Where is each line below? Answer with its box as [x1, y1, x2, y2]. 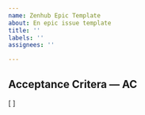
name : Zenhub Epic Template [8, 11, 101, 20]
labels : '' [8, 33, 44, 42]
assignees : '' [8, 41, 55, 49]
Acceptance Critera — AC [8, 77, 138, 91]
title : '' [8, 26, 41, 34]
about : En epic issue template [8, 19, 112, 27]
